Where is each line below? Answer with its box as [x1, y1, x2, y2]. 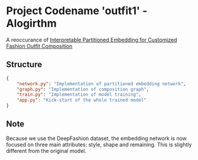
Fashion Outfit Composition [6, 43, 73, 50]
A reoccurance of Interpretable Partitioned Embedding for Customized [6, 36, 177, 43]
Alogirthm [6, 17, 57, 30]
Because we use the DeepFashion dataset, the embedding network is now [6, 135, 187, 142]
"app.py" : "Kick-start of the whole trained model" [17, 97, 147, 103]
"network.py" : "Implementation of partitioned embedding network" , [17, 81, 186, 87]
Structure [6, 60, 43, 70]
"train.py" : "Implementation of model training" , [17, 92, 142, 98]
